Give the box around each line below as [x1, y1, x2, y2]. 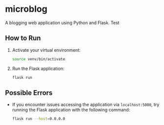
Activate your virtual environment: [12, 47, 81, 53]
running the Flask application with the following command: [12, 107, 130, 113]
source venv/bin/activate [12, 57, 65, 62]
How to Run [5, 34, 41, 42]
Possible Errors [5, 89, 53, 97]
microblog [5, 3, 47, 15]
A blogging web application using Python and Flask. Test [5, 20, 120, 26]
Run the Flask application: [12, 65, 65, 71]
